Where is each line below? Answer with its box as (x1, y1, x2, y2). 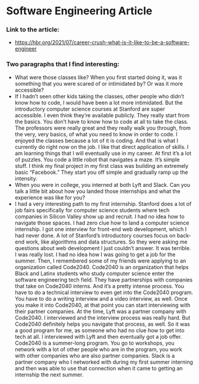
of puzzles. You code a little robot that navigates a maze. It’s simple (14, 156, 180, 163)
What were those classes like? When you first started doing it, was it (14, 73, 182, 81)
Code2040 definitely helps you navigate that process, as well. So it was (14, 320, 190, 327)
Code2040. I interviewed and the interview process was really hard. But (14, 314, 191, 321)
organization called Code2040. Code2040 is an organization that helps (14, 263, 189, 270)
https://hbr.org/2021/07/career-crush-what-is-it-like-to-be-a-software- (14, 39, 190, 46)
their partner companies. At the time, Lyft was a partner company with (14, 308, 187, 315)
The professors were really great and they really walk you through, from (14, 124, 191, 132)
